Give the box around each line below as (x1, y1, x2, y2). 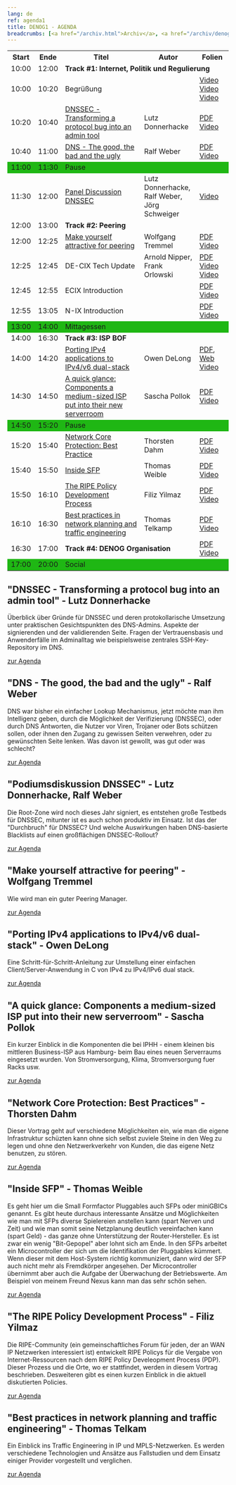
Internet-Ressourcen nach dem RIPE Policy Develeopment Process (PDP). (7, 1355, 221, 1364)
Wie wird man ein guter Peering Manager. (7, 894, 128, 902)
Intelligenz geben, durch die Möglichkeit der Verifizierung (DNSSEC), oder (7, 714, 222, 723)
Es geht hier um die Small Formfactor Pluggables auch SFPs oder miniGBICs (7, 1202, 228, 1210)
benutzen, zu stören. (7, 1149, 67, 1157)
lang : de (7, 10, 33, 18)
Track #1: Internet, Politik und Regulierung (65, 64, 210, 74)
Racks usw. (7, 1063, 40, 1071)
